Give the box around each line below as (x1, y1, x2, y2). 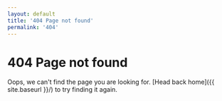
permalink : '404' (7, 23, 59, 31)
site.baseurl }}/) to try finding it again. (7, 85, 117, 94)
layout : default (7, 10, 55, 18)
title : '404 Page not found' (7, 17, 94, 24)
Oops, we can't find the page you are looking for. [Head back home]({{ (7, 78, 215, 86)
